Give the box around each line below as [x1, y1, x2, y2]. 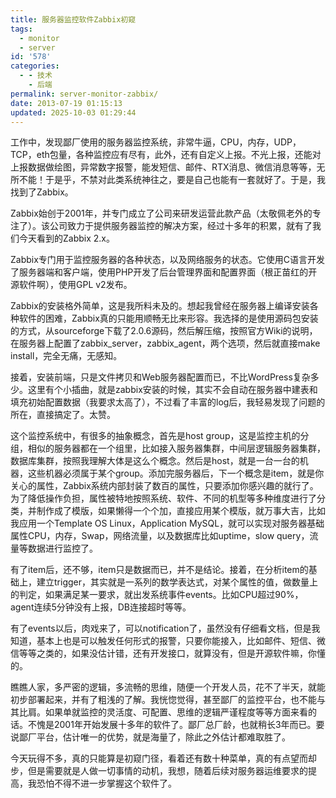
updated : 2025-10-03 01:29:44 [10, 107, 137, 118]
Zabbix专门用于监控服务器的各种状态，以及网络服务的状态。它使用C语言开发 [10, 254, 326, 266]
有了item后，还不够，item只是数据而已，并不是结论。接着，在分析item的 [10, 564, 309, 576]
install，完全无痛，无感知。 [10, 350, 123, 362]
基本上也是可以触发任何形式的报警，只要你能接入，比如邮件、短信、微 [36, 635, 326, 647]
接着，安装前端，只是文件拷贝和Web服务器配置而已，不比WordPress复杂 [10, 371, 311, 383]
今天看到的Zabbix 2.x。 [18, 232, 115, 245]
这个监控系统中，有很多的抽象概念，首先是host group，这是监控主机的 [10, 430, 301, 442]
